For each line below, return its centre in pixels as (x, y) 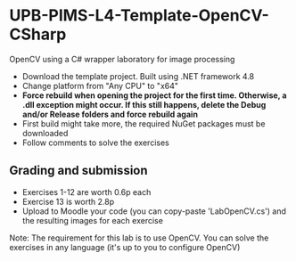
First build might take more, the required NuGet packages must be (144, 123)
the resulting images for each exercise (92, 220)
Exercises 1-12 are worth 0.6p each (86, 192)
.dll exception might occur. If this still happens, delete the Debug (144, 104)
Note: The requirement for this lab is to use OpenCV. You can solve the (139, 238)
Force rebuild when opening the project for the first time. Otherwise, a (154, 95)
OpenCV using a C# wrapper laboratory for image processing (122, 59)
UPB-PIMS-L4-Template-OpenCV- (139, 16)
